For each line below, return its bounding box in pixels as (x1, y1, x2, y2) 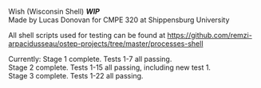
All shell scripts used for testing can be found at (8, 31, 166, 40)
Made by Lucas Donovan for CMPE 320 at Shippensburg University (8, 15, 230, 25)
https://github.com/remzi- (167, 31, 253, 40)
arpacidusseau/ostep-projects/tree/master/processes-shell (8, 39, 204, 48)
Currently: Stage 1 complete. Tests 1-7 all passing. (8, 55, 172, 63)
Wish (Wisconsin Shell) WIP (8, 7, 100, 16)
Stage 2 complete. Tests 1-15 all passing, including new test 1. (8, 63, 212, 72)
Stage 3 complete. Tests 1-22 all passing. (8, 71, 144, 80)
